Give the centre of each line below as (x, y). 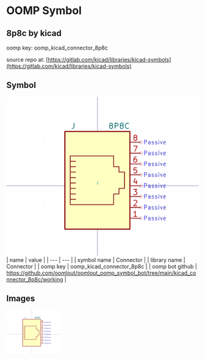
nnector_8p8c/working (35, 279)
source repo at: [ (27, 60)
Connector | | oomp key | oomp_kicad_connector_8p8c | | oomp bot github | (102, 266)
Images (21, 299)
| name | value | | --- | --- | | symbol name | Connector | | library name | (96, 259)
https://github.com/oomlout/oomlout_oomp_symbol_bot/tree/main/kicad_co (101, 273)
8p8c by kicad (34, 33)
